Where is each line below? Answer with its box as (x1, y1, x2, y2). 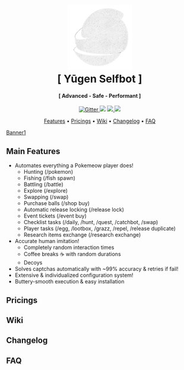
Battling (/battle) (23, 181, 64, 188)
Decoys (23, 259, 43, 266)
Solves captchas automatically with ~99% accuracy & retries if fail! (14, 266, 179, 273)
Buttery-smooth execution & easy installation (14, 278, 125, 285)
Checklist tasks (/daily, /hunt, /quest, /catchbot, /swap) (23, 219, 158, 226)
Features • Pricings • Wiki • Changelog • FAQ (43, 117, 156, 125)
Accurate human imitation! (14, 238, 80, 245)
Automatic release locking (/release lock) (23, 206, 125, 213)
